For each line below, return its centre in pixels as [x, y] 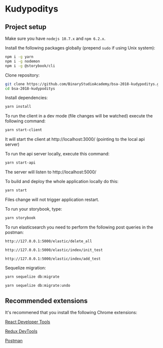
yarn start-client [24, 130]
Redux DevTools [21, 331]
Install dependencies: [26, 98]
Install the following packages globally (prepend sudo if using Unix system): [80, 48]
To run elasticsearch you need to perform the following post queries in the [79, 227]
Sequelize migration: [25, 268]
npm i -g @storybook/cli [30, 66]
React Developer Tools [28, 322]
